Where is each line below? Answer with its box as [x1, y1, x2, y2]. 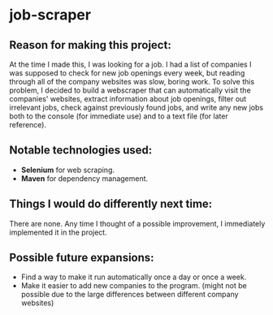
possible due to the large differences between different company [20, 290, 239, 300]
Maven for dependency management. [20, 173, 149, 183]
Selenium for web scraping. [20, 165, 115, 175]
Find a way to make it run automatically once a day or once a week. [20, 272, 247, 282]
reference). [9, 120, 47, 129]
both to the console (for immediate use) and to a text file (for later [9, 111, 228, 121]
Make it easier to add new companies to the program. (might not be [20, 281, 247, 291]
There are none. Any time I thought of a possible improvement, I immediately [9, 218, 266, 228]
